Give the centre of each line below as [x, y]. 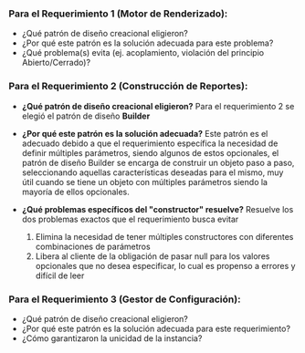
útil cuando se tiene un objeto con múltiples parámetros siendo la [145, 182]
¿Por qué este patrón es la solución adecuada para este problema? [147, 43]
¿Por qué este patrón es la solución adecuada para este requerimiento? [156, 328]
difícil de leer [60, 275]
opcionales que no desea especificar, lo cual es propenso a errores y [165, 265]
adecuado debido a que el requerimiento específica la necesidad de [150, 143]
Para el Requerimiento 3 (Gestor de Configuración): [125, 299]
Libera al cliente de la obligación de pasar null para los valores [152, 256]
